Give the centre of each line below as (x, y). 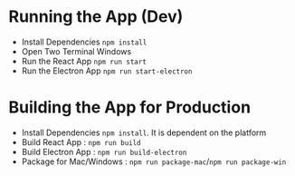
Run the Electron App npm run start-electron (107, 71)
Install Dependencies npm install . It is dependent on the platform (144, 132)
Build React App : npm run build (81, 142)
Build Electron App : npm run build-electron (104, 152)
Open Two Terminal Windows (76, 51)
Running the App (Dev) (96, 17)
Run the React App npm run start (84, 61)
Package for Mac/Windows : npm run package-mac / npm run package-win (154, 161)
